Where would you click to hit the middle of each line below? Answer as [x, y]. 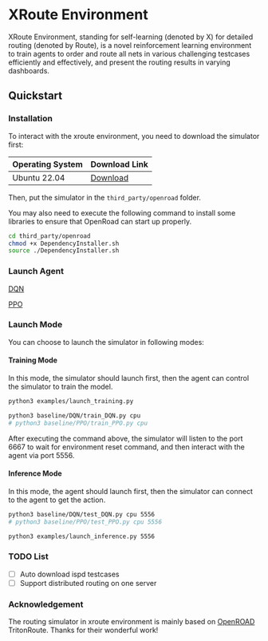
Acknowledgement [46, 604]
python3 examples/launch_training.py [71, 402]
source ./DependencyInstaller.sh [64, 251]
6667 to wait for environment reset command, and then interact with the [127, 447]
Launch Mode [35, 325]
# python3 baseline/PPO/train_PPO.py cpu [78, 423]
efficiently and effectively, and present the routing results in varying [120, 62]
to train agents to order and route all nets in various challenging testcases [129, 53]
